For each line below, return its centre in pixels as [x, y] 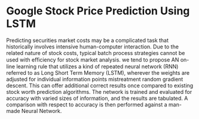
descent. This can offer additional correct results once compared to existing [100, 86]
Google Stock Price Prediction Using [98, 11]
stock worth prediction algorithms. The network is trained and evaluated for [99, 91]
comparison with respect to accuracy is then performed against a [87, 104]
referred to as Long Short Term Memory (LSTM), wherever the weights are [98, 72]
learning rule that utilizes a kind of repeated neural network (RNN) [97, 66]
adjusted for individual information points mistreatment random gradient [95, 79]
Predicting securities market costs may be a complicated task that [88, 40]
